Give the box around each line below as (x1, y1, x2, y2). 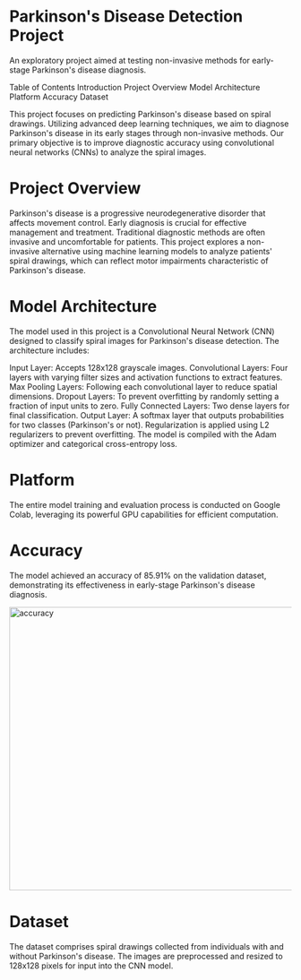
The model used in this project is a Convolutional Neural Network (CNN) (9, 325, 275, 337)
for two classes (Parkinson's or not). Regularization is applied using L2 (9, 419, 270, 430)
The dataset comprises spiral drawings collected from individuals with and (9, 941, 284, 951)
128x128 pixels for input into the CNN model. (9, 960, 174, 971)
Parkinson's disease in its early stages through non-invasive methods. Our (9, 127, 285, 138)
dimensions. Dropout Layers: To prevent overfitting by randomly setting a (9, 391, 279, 401)
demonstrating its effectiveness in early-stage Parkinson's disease (9, 580, 255, 590)
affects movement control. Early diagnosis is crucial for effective (9, 217, 247, 228)
